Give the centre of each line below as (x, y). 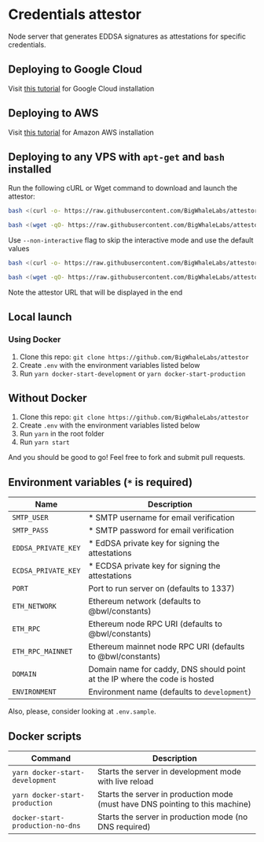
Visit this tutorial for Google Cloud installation (81, 88)
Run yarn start (44, 442)
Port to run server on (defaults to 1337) (161, 588)
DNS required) (124, 827)
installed (30, 169)
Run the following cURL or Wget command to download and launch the (123, 188)
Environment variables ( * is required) (101, 482)
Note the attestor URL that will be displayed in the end (95, 292)
